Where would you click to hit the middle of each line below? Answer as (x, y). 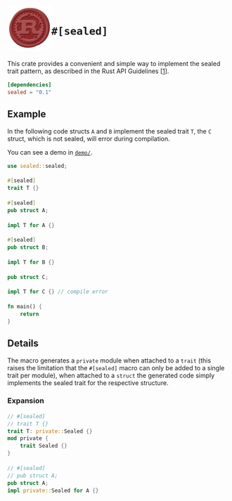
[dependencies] (30, 85)
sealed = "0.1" (30, 92)
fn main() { (25, 307)
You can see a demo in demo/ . (50, 152)
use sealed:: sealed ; (38, 166)
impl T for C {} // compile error (58, 292)
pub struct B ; (28, 247)
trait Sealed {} (44, 446)
